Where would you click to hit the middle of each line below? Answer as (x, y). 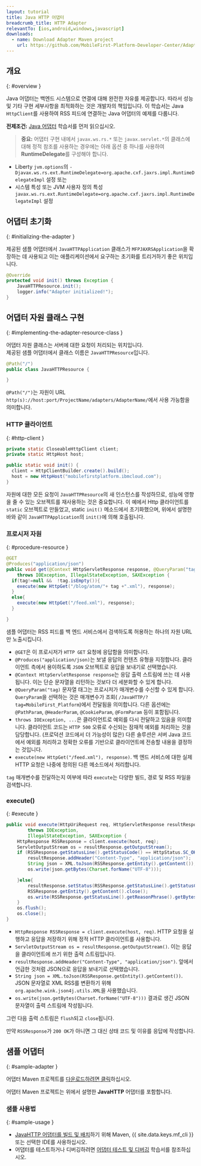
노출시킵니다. (28, 639)
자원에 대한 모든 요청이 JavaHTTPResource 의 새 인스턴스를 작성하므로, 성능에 (95, 494)
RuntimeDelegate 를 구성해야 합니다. (65, 154)
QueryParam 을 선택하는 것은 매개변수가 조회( (66, 696)
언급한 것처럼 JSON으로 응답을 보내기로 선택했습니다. (77, 969)
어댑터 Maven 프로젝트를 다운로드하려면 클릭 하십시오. (69, 1079)
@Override (19, 275)
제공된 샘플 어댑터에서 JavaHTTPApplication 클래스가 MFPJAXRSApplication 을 (97, 249)
